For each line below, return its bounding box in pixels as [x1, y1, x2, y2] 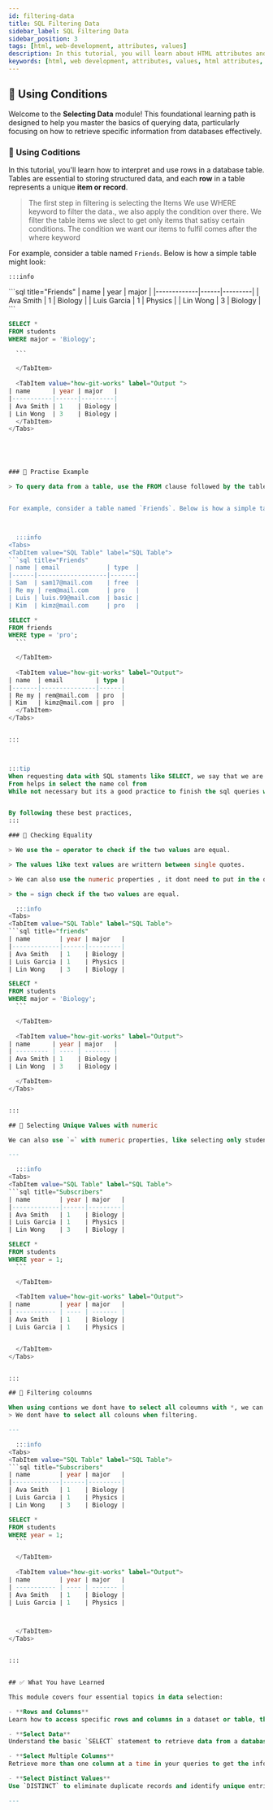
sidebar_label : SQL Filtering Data [8, 27, 129, 35]
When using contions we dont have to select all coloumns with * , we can [8, 1403, 264, 1412]
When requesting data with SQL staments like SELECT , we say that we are [8, 772, 264, 781]
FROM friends [8, 624, 53, 632]
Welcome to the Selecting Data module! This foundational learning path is [8, 109, 257, 119]
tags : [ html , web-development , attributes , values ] [8, 42, 187, 50]
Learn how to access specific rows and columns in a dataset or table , [8, 1715, 256, 1724]
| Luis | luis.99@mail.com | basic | [8, 594, 140, 602]
